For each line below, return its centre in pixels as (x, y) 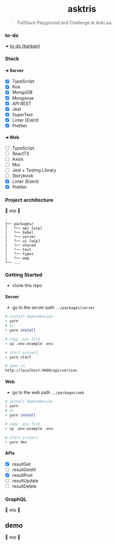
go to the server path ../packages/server (53, 308)
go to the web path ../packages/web (48, 392)
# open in (15, 366)
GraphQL (16, 499)
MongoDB (22, 92)
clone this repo (27, 285)
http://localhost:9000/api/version (41, 371)
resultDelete (24, 486)
